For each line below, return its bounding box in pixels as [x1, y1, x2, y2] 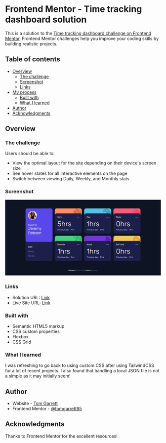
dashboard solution [5, 14, 87, 25]
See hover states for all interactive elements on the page [12, 170, 127, 176]
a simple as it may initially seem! [5, 373, 71, 379]
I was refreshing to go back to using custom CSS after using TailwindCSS [5, 362, 154, 368]
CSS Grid [12, 339, 31, 345]
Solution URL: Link [12, 294, 50, 300]
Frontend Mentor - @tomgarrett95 [12, 406, 83, 412]
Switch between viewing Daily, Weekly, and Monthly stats [12, 176, 129, 182]
